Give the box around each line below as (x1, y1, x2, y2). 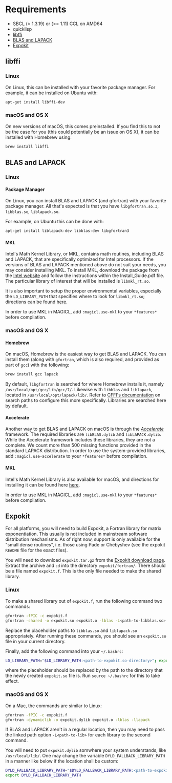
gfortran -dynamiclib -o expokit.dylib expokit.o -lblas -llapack (5, 717, 150, 723)
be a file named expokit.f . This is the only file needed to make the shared (5, 568, 161, 574)
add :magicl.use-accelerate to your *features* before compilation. (5, 453, 147, 459)
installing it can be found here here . (5, 481, 80, 488)
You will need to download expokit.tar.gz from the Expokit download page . (5, 557, 165, 563)
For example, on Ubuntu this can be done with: (5, 219, 104, 225)
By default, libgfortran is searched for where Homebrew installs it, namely (5, 381, 164, 387)
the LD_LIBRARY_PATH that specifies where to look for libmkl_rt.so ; (5, 293, 145, 300)
